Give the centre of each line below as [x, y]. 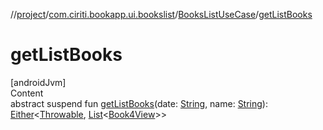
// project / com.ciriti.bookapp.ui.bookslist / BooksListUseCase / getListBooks [161, 14]
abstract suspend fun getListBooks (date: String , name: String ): [139, 103]
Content [27, 93]
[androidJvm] [38, 82]
